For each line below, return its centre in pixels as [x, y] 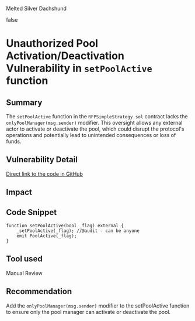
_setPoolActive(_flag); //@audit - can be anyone [78, 231]
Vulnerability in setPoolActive [79, 68]
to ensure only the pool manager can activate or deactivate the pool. [88, 312]
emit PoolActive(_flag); [47, 236]
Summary [24, 102]
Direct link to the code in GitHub [44, 174]
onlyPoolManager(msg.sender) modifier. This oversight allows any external [94, 123]
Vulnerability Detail [42, 160]
